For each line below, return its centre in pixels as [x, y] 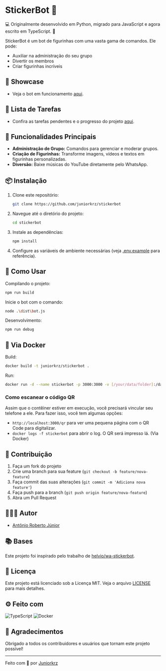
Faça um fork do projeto [37, 466]
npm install [24, 241]
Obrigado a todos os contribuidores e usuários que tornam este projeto [78, 643]
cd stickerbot [27, 223]
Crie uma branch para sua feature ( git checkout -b [64, 471]
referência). [24, 256]
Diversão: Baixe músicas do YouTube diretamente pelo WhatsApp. [80, 164]
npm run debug [20, 330]
